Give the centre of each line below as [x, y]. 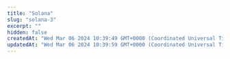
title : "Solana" [30, 13]
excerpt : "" [24, 26]
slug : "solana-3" [32, 20]
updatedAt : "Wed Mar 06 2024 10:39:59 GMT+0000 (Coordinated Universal [111, 45]
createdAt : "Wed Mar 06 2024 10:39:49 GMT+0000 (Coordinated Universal [111, 39]
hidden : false [27, 32]
